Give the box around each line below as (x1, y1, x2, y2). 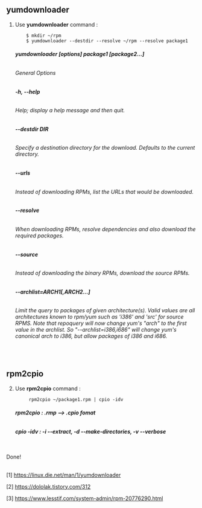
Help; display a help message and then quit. (14, 107, 125, 114)
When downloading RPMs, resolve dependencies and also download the (14, 225, 196, 233)
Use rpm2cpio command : (14, 385, 81, 392)
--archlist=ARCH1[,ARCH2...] (14, 288, 90, 295)
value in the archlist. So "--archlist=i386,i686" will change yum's (14, 326, 177, 333)
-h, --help (14, 88, 40, 95)
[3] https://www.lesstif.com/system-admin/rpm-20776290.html (6, 495, 163, 502)
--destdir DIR (14, 125, 49, 132)
